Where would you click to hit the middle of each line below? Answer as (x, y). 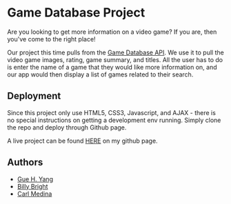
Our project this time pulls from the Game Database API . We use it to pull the (115, 52)
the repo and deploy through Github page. (67, 127)
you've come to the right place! (51, 39)
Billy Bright (32, 186)
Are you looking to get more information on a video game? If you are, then (112, 32)
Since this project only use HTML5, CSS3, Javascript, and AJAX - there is (111, 112)
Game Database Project (76, 13)
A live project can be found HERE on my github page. (82, 141)
